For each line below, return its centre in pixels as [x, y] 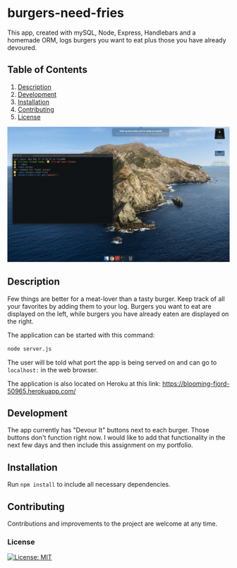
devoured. [22, 47]
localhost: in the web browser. [53, 369]
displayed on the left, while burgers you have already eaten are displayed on [118, 314]
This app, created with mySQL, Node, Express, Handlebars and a [102, 32]
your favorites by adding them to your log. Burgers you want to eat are [109, 306]
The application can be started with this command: [81, 335]
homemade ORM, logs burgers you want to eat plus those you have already [117, 40]
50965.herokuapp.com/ [42, 391]
